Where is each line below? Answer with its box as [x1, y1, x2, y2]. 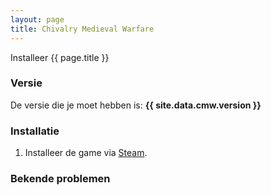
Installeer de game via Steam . [24, 147, 148, 159]
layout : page [10, 14, 65, 25]
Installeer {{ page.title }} [10, 51, 110, 63]
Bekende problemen [10, 172, 111, 186]
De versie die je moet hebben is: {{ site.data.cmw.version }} [10, 99, 262, 111]
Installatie [10, 124, 60, 138]
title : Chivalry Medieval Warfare [10, 24, 155, 34]
